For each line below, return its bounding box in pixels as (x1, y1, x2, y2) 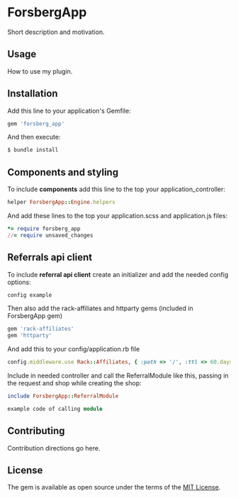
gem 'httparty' (7, 332, 52, 339)
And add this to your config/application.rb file (7, 345, 140, 353)
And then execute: (7, 132, 61, 142)
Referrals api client (7, 251, 93, 264)
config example (7, 291, 52, 298)
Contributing (7, 425, 65, 437)
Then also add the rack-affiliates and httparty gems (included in (7, 304, 193, 312)
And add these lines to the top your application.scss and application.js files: (7, 212, 228, 220)
